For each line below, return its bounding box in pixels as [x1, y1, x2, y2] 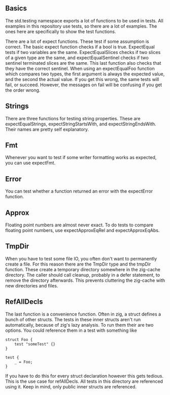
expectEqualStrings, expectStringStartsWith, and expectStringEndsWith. [5, 121, 156, 127]
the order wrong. [5, 87, 41, 93]
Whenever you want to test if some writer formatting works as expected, [5, 154, 157, 161]
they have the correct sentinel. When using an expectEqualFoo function [5, 65, 155, 71]
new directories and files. [5, 282, 58, 288]
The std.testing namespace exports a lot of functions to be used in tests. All [5, 17, 163, 23]
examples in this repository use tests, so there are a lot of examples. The [5, 23, 157, 29]
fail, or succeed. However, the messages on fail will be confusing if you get [5, 82, 162, 88]
